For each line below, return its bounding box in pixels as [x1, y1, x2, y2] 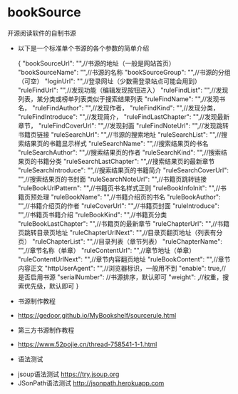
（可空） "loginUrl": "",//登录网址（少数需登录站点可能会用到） [17, 76, 202, 85]
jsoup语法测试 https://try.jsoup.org [17, 370, 120, 378]
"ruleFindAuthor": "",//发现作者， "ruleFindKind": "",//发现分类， [31, 103, 219, 112]
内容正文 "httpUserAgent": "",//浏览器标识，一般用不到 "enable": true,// [17, 264, 227, 272]
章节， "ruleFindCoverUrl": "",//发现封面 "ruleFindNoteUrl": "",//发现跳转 [17, 121, 229, 130]
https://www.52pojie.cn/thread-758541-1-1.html [17, 340, 157, 348]
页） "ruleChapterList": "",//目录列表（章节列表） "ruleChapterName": [17, 237, 222, 246]
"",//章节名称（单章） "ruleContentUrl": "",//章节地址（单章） [17, 246, 196, 254]
